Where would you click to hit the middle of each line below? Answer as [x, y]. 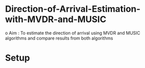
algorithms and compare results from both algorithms [59, 38]
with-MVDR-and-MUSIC [56, 19]
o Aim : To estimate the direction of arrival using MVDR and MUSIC [73, 33]
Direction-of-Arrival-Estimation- [73, 9]
